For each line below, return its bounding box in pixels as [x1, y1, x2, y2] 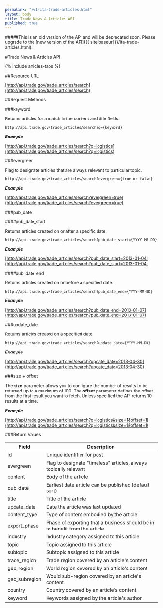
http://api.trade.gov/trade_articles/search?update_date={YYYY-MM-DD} [5, 341, 151, 346]
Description [87, 443, 115, 450]
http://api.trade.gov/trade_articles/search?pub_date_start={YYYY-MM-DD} [5, 237, 158, 243]
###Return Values [5, 432, 41, 438]
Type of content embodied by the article [46, 511, 138, 518]
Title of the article [46, 495, 86, 502]
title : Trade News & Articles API [5, 16, 75, 21]
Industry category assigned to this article [46, 533, 140, 540]
